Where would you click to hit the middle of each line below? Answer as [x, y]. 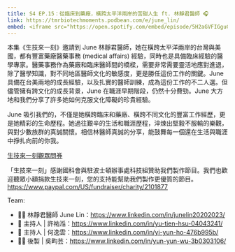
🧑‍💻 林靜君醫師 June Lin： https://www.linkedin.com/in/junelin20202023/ [121, 215]
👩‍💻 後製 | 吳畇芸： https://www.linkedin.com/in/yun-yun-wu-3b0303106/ [122, 241]
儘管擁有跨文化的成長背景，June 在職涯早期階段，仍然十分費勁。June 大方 [115, 91]
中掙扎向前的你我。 [35, 141]
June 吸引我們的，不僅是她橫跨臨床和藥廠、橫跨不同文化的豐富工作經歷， [113, 114]
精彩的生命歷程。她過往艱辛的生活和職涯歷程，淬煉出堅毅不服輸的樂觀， [123, 124]
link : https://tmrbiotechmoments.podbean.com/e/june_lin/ [93, 20]
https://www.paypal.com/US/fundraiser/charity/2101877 [87, 187]
